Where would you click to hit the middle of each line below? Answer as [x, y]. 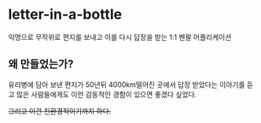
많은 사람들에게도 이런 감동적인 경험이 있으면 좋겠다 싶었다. [107, 94]
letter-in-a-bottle [65, 14]
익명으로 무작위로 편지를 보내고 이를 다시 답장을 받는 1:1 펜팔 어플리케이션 [120, 37]
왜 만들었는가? [41, 64]
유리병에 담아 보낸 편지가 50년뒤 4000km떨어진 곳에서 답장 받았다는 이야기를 [127, 85]
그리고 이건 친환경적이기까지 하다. [60, 110]
